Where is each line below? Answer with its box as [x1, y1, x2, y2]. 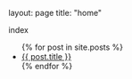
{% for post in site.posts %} [21, 42, 124, 52]
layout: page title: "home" [8, 8, 103, 18]
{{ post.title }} [21, 51, 72, 61]
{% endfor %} [21, 61, 73, 71]
